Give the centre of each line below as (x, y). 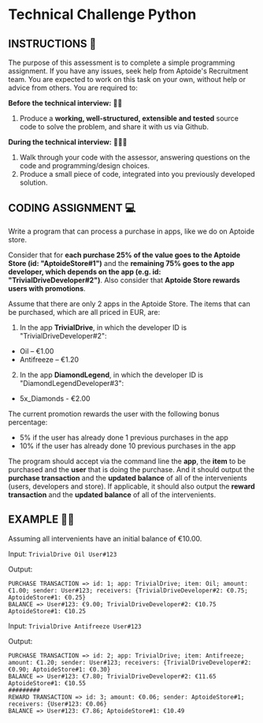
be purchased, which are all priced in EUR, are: (84, 312)
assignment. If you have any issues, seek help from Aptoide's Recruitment (128, 71)
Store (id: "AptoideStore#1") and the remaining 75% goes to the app (121, 263)
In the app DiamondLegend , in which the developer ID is (111, 375)
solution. (33, 182)
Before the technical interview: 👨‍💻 (65, 103)
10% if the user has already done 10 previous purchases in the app (128, 446)
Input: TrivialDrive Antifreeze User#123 (75, 626)
